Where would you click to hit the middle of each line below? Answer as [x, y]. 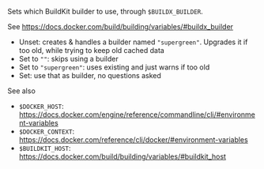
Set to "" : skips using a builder [69, 59]
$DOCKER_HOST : [41, 106]
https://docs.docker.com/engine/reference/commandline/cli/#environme [137, 115]
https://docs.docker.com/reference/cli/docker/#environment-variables [133, 140]
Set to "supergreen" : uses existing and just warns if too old [114, 67]
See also [22, 91]
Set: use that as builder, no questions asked [90, 75]
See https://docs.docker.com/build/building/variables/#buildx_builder [121, 26]
